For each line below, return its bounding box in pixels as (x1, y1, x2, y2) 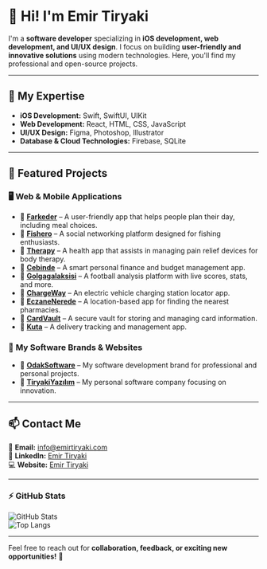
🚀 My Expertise (8, 89, 85, 103)
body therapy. (19, 254, 66, 264)
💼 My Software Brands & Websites (8, 342, 143, 353)
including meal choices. (19, 221, 98, 230)
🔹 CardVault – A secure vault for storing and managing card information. (19, 314, 258, 324)
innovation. (19, 386, 57, 395)
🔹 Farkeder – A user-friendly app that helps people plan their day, (19, 212, 235, 222)
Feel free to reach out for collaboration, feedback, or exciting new (8, 543, 228, 552)
